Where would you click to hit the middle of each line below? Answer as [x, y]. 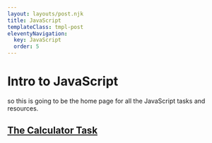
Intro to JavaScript [63, 81]
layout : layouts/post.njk [45, 14]
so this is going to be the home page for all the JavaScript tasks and [106, 101]
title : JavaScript [34, 20]
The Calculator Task [52, 131]
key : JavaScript [37, 40]
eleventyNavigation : [38, 33]
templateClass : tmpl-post [45, 27]
